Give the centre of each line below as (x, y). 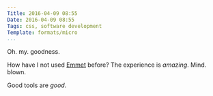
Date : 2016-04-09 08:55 (41, 20)
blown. (16, 72)
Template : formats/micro (42, 32)
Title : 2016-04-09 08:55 (42, 13)
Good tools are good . (37, 85)
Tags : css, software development (55, 26)
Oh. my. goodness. (33, 52)
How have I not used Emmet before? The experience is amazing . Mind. (107, 65)
